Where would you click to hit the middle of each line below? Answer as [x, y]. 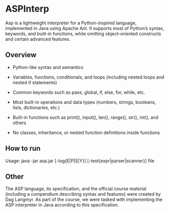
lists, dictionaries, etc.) [36, 108]
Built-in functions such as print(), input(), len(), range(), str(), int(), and [85, 117]
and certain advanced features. [38, 39]
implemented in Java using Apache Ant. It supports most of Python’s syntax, [85, 28]
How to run [23, 148]
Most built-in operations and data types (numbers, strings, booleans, [84, 102]
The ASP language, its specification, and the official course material [76, 189]
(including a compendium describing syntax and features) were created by [83, 194]
